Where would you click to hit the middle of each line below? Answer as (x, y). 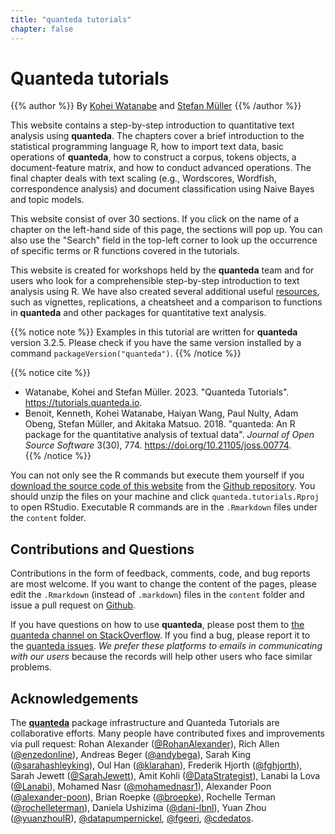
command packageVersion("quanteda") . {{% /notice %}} (126, 353)
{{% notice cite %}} (50, 373)
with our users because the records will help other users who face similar (161, 657)
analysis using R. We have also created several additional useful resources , (165, 292)
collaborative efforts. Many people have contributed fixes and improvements (167, 733)
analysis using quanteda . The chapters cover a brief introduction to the (157, 136)
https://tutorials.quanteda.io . (83, 403)
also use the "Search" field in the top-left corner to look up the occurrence (164, 240)
